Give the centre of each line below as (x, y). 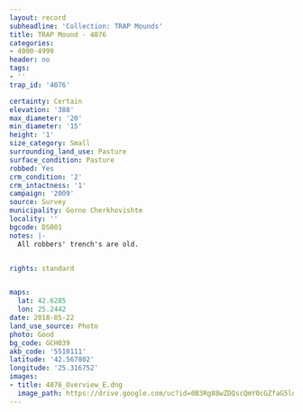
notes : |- (28, 236)
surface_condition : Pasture (62, 160)
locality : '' (34, 219)
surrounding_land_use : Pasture (68, 152)
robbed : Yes (32, 168)
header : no (30, 60)
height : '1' (32, 135)
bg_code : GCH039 (40, 343)
